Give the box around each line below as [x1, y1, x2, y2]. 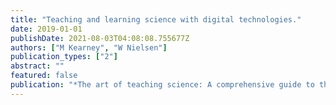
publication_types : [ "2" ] [10, 52, 118, 62]
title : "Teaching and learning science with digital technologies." [10, 14, 302, 25]
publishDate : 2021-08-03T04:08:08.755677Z [10, 33, 190, 43]
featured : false [10, 71, 78, 81]
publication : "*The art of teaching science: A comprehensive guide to [10, 80, 315, 90]
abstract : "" [10, 61, 65, 71]
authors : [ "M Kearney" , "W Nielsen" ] [10, 42, 168, 53]
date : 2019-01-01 [10, 24, 83, 34]
